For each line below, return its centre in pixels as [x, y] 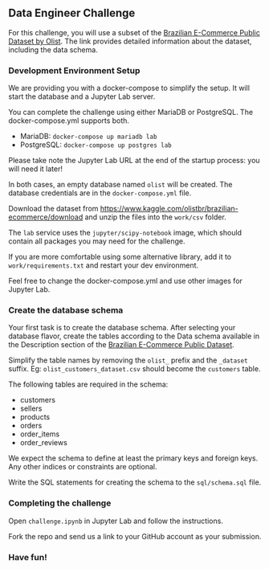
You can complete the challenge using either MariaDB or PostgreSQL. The [131, 113]
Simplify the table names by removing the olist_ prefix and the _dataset [128, 360]
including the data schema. [53, 49]
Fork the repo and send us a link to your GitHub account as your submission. [135, 536]
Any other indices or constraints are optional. [83, 467]
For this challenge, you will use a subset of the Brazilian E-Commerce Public [134, 32]
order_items [40, 434]
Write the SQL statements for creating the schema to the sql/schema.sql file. [135, 482]
